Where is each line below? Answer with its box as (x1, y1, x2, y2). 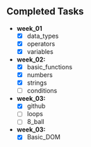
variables (26, 47, 53, 55)
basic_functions (26, 63, 73, 71)
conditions (26, 87, 58, 95)
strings (26, 78, 47, 87)
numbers (26, 71, 53, 79)
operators (26, 39, 56, 48)
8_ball (26, 118, 44, 126)
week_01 (16, 24, 42, 32)
